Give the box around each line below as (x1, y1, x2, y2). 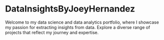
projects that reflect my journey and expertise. (5, 29, 99, 35)
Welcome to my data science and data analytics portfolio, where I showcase (5, 19, 159, 25)
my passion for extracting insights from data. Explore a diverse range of (5, 24, 151, 30)
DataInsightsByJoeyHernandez (5, 3, 135, 14)
